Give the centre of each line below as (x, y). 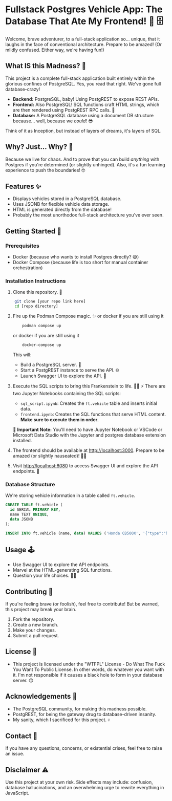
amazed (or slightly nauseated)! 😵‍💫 (50, 456)
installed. (22, 440)
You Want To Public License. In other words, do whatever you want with (88, 669)
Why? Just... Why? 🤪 (39, 147)
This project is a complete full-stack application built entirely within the (80, 78)
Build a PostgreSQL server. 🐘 (51, 364)
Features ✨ (23, 186)
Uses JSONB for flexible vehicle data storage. (61, 204)
